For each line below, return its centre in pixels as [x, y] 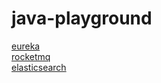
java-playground [82, 18]
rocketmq [31, 56]
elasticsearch [39, 67]
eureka [26, 46]
